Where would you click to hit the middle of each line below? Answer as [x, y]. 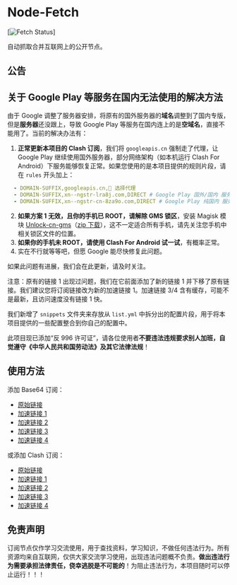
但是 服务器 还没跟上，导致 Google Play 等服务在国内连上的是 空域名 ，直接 [113, 124]
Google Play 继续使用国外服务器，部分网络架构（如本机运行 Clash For [119, 157]
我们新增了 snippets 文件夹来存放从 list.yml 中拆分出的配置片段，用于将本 [116, 314]
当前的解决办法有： [60, 133]
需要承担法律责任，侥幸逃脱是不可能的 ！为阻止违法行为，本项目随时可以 [118, 566]
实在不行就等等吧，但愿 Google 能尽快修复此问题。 [92, 251]
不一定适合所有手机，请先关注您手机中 [171, 224]
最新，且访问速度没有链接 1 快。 [60, 299]
